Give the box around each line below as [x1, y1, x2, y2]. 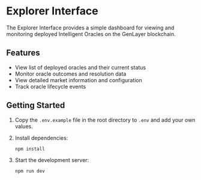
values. [14, 122, 33, 130]
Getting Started [6, 100, 65, 110]
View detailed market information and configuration [14, 76, 143, 83]
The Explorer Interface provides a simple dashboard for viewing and [6, 24, 175, 31]
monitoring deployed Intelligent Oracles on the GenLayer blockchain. [6, 30, 176, 37]
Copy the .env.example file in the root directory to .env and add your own [14, 116, 196, 124]
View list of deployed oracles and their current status [14, 64, 146, 71]
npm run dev [14, 168, 45, 174]
